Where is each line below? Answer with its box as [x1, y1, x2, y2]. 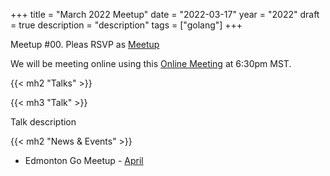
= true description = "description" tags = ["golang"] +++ [10, 19, 243, 31]
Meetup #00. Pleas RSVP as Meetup [10, 39, 160, 50]
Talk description [10, 116, 77, 128]
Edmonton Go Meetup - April [24, 155, 144, 166]
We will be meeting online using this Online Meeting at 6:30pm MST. [10, 58, 292, 69]
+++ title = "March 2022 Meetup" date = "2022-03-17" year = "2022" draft [10, 9, 320, 20]
